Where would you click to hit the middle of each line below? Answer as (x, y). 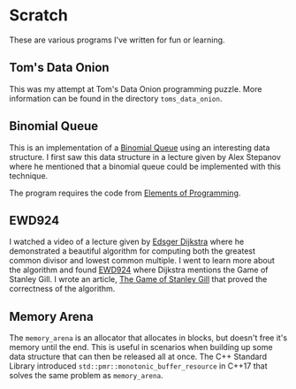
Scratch (38, 15)
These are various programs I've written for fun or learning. (117, 40)
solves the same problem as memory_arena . (86, 376)
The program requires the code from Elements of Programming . (125, 193)
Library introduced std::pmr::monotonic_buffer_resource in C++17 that (138, 366)
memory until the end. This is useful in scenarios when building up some (141, 347)
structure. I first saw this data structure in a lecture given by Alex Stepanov (145, 156)
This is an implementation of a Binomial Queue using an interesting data (140, 148)
